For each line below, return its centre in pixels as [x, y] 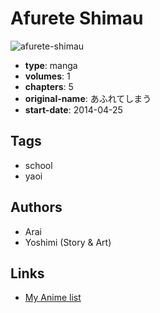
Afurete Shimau [77, 18]
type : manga [51, 65]
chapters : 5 [49, 86]
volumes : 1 [47, 76]
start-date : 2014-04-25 [73, 109]
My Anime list [53, 298]
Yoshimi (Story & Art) [68, 242]
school [38, 165]
